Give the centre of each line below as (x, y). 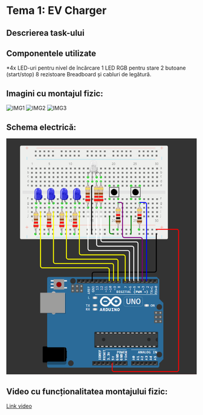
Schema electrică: (41, 127)
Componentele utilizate (51, 53)
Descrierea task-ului (45, 33)
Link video (19, 406)
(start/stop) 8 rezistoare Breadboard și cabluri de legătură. (79, 75)
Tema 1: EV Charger (56, 11)
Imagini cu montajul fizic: (55, 94)
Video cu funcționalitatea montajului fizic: (87, 391)
